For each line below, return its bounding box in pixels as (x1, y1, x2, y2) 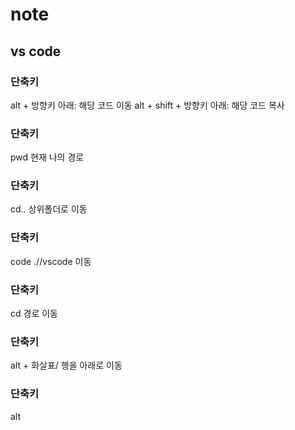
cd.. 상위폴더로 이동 (10, 203, 88, 215)
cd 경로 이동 (10, 308, 58, 320)
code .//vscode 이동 (10, 255, 92, 267)
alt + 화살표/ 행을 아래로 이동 (10, 359, 123, 372)
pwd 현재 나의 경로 (10, 151, 85, 163)
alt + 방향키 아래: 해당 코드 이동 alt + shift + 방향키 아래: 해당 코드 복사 (10, 99, 285, 111)
